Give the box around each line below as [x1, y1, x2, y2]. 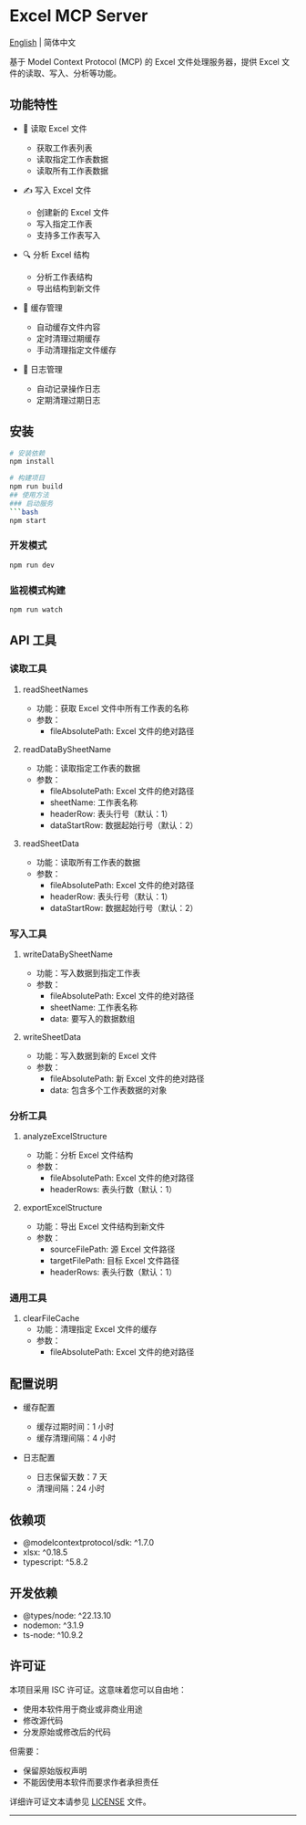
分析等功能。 [72, 68, 121, 79]
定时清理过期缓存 [36, 332, 101, 343]
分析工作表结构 [36, 271, 93, 282]
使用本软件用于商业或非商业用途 [22, 1704, 143, 1715]
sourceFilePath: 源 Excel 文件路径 [49, 1243, 176, 1255]
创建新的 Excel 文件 [36, 206, 109, 217]
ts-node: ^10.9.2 [22, 1629, 84, 1640]
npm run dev [9, 561, 55, 570]
